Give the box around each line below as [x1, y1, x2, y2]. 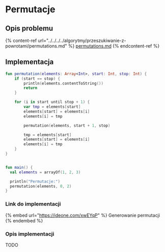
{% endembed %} [5, 217, 43, 223]
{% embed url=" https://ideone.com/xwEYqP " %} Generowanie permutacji [5, 212, 160, 218]
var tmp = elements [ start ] [23, 104, 81, 109]
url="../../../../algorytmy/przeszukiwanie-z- [38, 37, 126, 43]
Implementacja [5, 58, 54, 66]
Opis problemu [5, 24, 53, 33]
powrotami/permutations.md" [5, 43, 67, 49]
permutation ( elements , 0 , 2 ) [10, 184, 72, 189]
